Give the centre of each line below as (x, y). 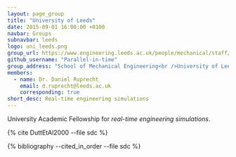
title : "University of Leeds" (52, 20)
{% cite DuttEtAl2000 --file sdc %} (58, 132)
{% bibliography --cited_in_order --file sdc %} (74, 146)
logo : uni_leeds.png (38, 46)
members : (20, 73)
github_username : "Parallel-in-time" (63, 60)
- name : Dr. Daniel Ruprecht (56, 79)
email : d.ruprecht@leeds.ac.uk (66, 86)
